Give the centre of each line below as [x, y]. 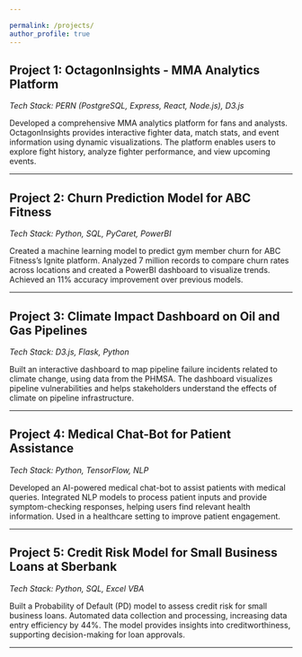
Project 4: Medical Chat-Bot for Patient [120, 435]
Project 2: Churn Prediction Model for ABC [130, 198]
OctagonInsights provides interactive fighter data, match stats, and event [144, 133]
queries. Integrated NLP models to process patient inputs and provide [138, 497]
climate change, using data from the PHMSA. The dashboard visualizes [141, 379]
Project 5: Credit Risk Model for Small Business [144, 553]
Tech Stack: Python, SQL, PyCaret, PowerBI [90, 233]
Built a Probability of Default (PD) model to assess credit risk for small [138, 606]
